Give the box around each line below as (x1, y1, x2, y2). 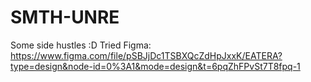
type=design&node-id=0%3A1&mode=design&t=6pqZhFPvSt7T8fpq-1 (10, 60, 301, 72)
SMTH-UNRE (10, 6, 120, 29)
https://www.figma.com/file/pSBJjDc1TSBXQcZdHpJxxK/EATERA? (10, 49, 283, 61)
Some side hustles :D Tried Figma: (10, 39, 152, 51)
